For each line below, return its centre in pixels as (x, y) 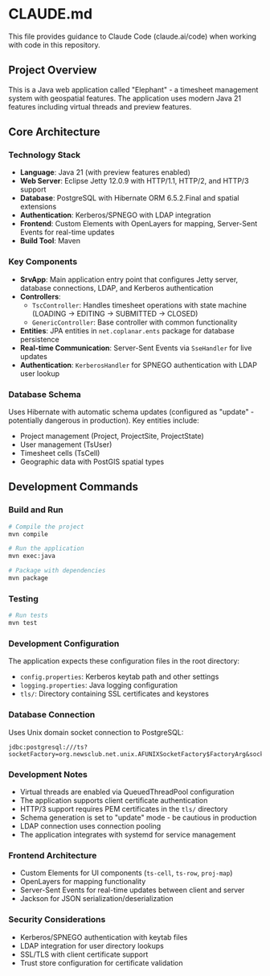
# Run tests (28, 616)
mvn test (23, 623)
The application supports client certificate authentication (114, 800)
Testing (23, 598)
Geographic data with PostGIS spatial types (92, 462)
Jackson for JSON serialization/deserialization (97, 899)
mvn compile (28, 534)
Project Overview (53, 70)
